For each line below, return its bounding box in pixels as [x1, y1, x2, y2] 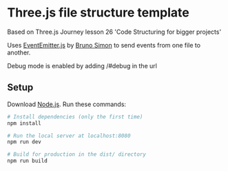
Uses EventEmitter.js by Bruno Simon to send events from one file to [7, 41, 201, 49]
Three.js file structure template [7, 5, 189, 21]
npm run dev [7, 139, 41, 145]
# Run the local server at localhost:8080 [7, 132, 131, 139]
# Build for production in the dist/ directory [7, 151, 147, 158]
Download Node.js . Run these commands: [7, 100, 126, 108]
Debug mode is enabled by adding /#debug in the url [7, 61, 157, 70]
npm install [7, 119, 41, 127]
